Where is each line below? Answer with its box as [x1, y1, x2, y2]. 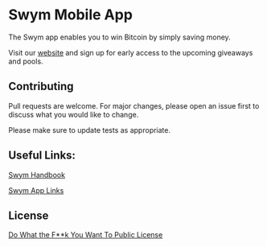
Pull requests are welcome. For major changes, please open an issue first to [8, 101, 260, 110]
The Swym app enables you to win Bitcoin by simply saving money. [8, 32, 231, 42]
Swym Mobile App [8, 6, 133, 24]
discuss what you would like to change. [8, 109, 139, 119]
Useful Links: [8, 149, 76, 163]
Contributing [8, 80, 74, 93]
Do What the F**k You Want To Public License [8, 230, 163, 240]
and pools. [8, 56, 43, 66]
